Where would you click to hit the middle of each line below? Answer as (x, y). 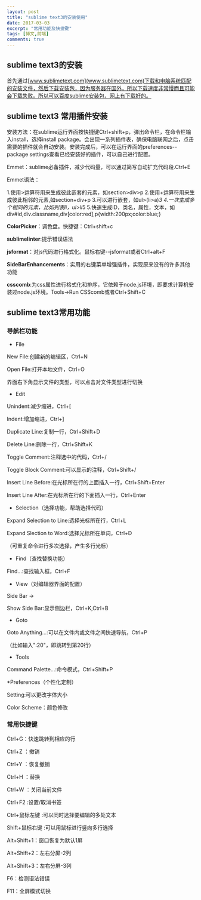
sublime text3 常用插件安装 (57, 116)
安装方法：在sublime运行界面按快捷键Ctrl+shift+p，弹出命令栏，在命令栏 (97, 131)
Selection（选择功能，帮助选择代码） (61, 508)
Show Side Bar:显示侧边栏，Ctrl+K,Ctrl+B (58, 608)
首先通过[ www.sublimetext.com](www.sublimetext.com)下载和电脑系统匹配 (99, 81)
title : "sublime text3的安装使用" (47, 17)
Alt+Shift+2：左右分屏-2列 (39, 853)
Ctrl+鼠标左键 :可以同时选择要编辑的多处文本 (61, 815)
